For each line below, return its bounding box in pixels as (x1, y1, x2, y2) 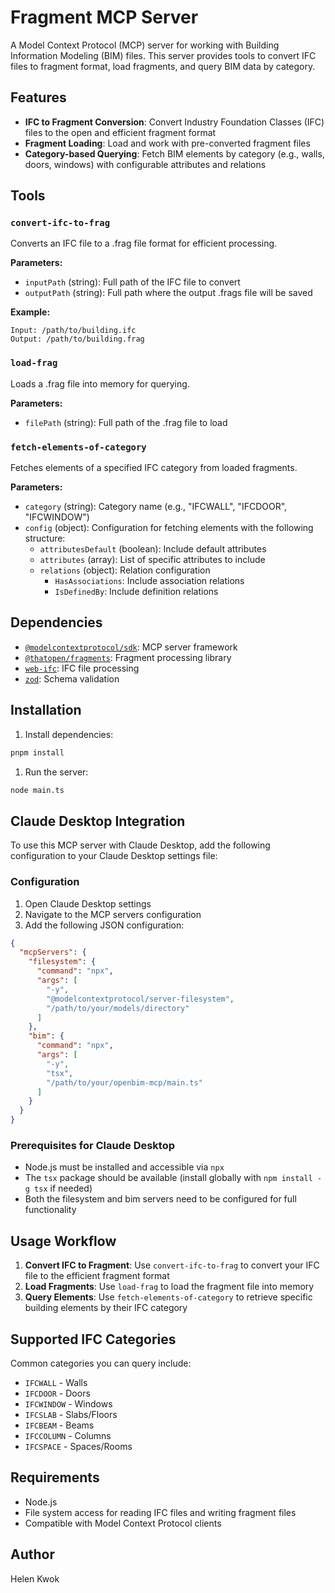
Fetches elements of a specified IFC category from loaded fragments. (10, 462, 298, 474)
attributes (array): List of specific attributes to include (39, 554, 266, 566)
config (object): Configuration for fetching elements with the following (24, 522, 314, 534)
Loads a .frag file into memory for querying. (10, 377, 190, 390)
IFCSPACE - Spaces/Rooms (24, 1440, 133, 1452)
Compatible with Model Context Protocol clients (24, 1517, 222, 1529)
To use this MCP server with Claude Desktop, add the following (10, 839, 271, 851)
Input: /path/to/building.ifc (10, 326, 137, 336)
